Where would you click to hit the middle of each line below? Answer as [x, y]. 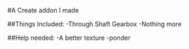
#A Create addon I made [43, 10]
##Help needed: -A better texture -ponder [69, 38]
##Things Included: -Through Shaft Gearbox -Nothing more [94, 24]
